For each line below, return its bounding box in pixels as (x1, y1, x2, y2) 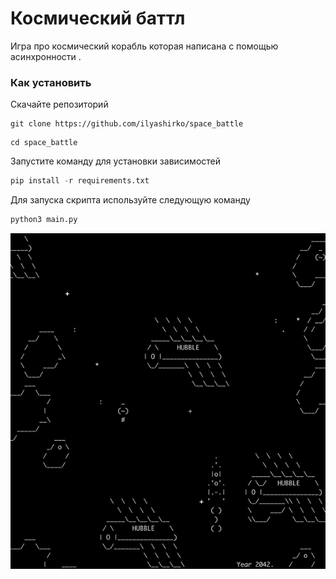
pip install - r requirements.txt (10, 176, 150, 186)
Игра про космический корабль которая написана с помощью (10, 40, 279, 52)
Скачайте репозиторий (10, 98, 109, 111)
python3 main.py (10, 215, 78, 225)
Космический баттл (10, 7, 186, 30)
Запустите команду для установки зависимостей (10, 155, 221, 167)
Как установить (10, 75, 92, 89)
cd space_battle (10, 138, 78, 148)
